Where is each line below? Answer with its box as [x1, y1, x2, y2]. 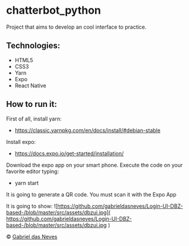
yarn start [14, 179, 39, 186]
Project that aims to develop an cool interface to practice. [6, 23, 147, 30]
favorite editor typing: [6, 168, 59, 175]
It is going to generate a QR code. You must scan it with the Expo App [6, 190, 177, 198]
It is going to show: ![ [6, 202, 58, 210]
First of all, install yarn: [6, 115, 62, 122]
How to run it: [6, 99, 58, 109]
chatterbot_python [6, 4, 101, 17]
